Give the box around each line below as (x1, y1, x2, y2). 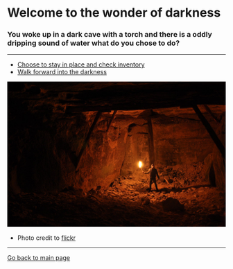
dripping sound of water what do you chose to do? (7, 38, 180, 48)
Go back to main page (7, 254, 71, 262)
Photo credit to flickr (17, 234, 76, 242)
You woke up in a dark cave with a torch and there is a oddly (7, 30, 213, 40)
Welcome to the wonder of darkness (7, 5, 221, 21)
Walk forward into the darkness (17, 68, 107, 76)
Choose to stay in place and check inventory (17, 60, 145, 69)
